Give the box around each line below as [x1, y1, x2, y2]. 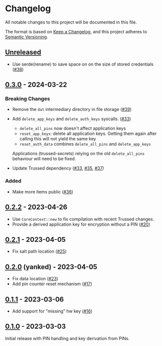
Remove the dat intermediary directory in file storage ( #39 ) [12, 106, 132, 112]
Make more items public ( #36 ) [12, 188, 74, 194]
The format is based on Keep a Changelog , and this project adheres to [5, 28, 147, 34]
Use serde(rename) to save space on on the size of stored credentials [12, 61, 154, 67]
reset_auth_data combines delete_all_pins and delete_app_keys [19, 141, 151, 147]
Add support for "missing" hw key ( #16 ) [12, 308, 92, 314]
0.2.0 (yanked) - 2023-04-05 [5, 263, 97, 271]
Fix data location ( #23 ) [12, 276, 58, 282]
